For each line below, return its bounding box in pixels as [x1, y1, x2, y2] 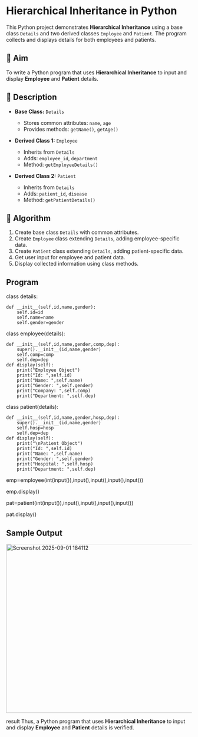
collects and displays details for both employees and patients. [6, 36, 156, 43]
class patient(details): [6, 404, 59, 411]
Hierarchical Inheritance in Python [6, 4, 177, 18]
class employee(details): [6, 330, 65, 337]
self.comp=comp [16, 352, 54, 358]
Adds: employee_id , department [23, 154, 98, 161]
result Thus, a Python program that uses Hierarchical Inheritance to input [6, 718, 186, 725]
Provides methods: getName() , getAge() [23, 125, 119, 133]
